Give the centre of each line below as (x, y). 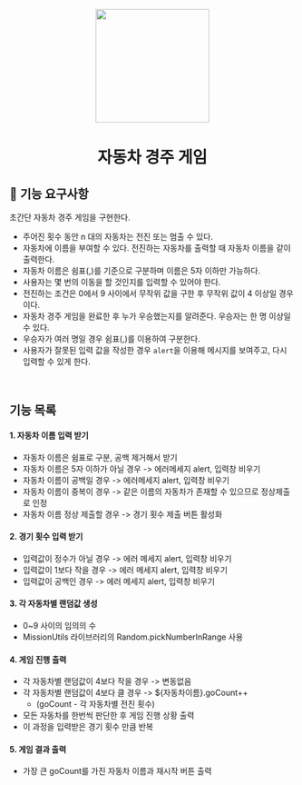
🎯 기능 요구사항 (49, 194)
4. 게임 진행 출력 (38, 660)
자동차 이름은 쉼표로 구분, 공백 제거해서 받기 (100, 457)
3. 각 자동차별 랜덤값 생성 (54, 603)
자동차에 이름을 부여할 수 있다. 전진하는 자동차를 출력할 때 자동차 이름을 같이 (157, 248)
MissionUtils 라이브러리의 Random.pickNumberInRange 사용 (132, 637)
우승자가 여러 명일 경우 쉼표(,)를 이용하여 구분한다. (112, 339)
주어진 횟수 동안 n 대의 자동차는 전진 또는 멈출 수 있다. (117, 237)
